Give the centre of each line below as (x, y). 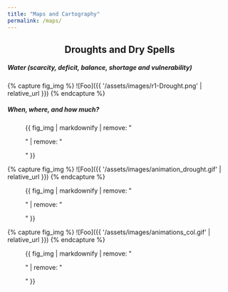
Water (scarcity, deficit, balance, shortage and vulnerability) (100, 68)
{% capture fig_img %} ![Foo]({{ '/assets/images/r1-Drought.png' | (105, 86)
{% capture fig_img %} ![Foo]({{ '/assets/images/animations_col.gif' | (109, 232)
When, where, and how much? (53, 110)
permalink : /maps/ (35, 21)
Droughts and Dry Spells (120, 50)
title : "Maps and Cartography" (54, 14)
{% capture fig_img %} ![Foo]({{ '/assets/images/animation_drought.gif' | (114, 169)
